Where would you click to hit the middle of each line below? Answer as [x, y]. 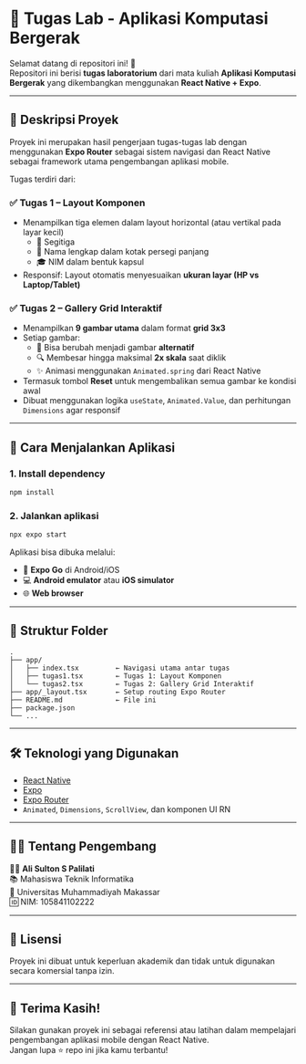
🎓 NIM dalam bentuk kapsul [90, 262]
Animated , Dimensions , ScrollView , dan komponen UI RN [127, 809]
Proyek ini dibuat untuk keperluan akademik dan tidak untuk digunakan [143, 961]
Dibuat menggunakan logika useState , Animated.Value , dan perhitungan [157, 401]
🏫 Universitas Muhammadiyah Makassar [85, 892]
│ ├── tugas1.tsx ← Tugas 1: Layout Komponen [116, 676]
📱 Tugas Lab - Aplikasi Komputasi [139, 19]
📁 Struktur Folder [59, 631]
